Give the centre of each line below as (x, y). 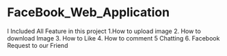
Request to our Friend (38, 45)
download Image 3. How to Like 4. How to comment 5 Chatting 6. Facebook (113, 38)
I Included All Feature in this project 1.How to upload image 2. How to (104, 31)
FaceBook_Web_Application (88, 12)
